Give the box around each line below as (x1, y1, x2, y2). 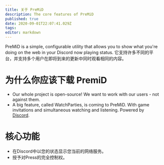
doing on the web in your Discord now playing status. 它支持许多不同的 (5, 50, 150, 55)
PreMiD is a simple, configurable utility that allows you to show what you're (5, 44, 158, 49)
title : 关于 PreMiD (5, 7, 44, 12)
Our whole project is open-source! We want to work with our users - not (12, 91, 159, 97)
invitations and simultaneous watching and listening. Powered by (12, 107, 144, 113)
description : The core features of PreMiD (5, 12, 94, 17)
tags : (5, 26, 16, 31)
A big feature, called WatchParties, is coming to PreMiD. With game (12, 101, 150, 107)
